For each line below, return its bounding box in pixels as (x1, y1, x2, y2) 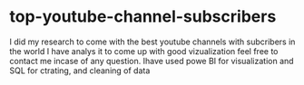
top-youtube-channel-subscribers (9, 6, 277, 27)
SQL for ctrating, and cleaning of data (9, 65, 151, 76)
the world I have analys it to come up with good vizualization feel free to (9, 45, 279, 56)
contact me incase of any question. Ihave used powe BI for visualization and (9, 55, 294, 66)
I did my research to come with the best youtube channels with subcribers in (9, 36, 296, 47)
